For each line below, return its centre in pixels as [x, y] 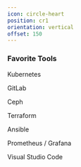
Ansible [18, 129]
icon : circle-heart [36, 14]
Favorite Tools [32, 59]
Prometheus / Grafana [39, 143]
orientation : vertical [40, 27]
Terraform [22, 115]
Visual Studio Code [35, 156]
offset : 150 [25, 34]
